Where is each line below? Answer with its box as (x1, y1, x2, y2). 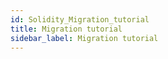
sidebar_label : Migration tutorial (10, 33, 159, 43)
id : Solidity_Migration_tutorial (10, 14, 150, 25)
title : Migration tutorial (10, 24, 123, 34)
